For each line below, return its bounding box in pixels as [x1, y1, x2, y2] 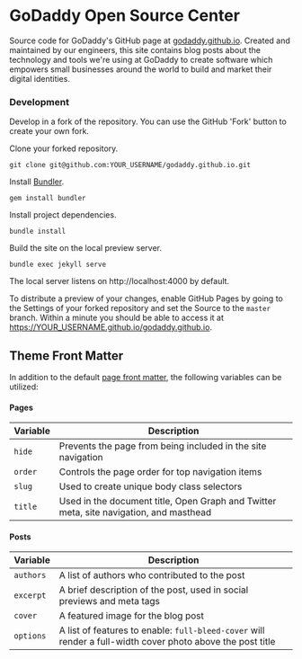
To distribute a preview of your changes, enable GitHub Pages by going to [9, 293, 283, 304]
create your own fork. [9, 126, 90, 137]
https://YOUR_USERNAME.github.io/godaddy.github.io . [9, 322, 213, 333]
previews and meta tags [58, 595, 160, 608]
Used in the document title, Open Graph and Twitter [58, 495, 277, 508]
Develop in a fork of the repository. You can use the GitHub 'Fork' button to [9, 116, 288, 127]
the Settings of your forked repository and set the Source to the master [9, 303, 271, 314]
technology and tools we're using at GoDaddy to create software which [9, 54, 273, 65]
